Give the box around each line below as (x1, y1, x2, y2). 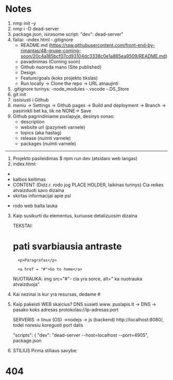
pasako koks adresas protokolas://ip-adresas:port (12, 306, 119, 313)
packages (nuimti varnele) (20, 140, 76, 147)
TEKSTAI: (12, 222, 33, 229)
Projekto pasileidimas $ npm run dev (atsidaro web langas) (12, 155, 138, 161)
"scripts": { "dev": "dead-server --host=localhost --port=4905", (12, 332, 149, 338)
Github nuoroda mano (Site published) (20, 64, 102, 70)
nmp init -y (12, 20, 36, 26)
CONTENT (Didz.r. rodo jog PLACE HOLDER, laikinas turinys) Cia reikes (12, 181, 164, 188)
